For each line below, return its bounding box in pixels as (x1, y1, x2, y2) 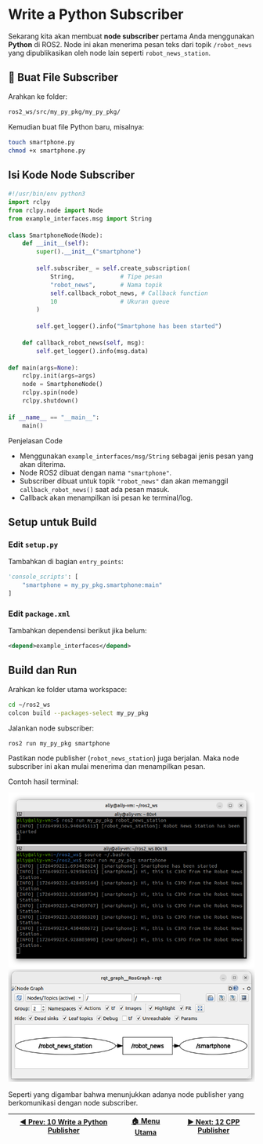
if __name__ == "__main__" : (8, 414, 100, 421)
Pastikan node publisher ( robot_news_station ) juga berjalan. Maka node (8, 753, 240, 763)
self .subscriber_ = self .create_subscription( (36, 264, 191, 272)
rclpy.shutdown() (22, 397, 79, 405)
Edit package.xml (8, 608, 70, 619)
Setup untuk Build (8, 516, 97, 529)
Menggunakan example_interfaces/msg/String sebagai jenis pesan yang (19, 451, 254, 461)
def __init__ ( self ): (22, 239, 89, 248)
